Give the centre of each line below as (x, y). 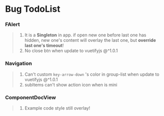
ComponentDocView (31, 97)
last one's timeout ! (44, 46)
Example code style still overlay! (57, 108)
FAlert (13, 25)
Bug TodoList (33, 9)
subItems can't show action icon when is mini (71, 85)
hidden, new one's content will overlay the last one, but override (90, 40)
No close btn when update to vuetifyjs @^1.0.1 (71, 51)
